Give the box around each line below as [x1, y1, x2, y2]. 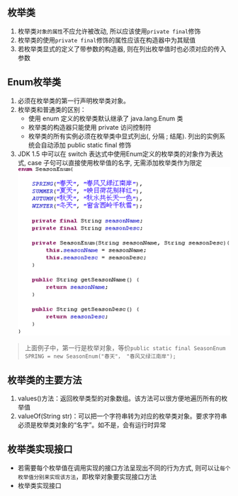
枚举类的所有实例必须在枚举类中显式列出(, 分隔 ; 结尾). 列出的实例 [28, 132, 220, 140]
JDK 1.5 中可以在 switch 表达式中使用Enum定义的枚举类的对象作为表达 [17, 150, 224, 158]
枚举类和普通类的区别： [17, 105, 86, 113]
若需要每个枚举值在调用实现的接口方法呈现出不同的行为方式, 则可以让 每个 [17, 463, 231, 472]
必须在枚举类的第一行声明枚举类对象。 [17, 96, 130, 105]
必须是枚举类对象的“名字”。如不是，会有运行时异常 [17, 421, 166, 429]
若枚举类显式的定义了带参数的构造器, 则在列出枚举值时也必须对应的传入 [17, 45, 227, 53]
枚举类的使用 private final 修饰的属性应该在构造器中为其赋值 [17, 35, 196, 44]
